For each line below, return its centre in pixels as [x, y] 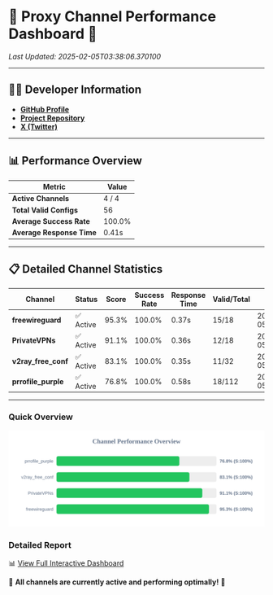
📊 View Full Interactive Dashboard [66, 563]
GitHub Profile [45, 109]
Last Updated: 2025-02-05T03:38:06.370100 [84, 56]
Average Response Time [54, 233]
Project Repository [52, 118]
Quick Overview [41, 417]
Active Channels [41, 199]
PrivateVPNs [34, 340]
